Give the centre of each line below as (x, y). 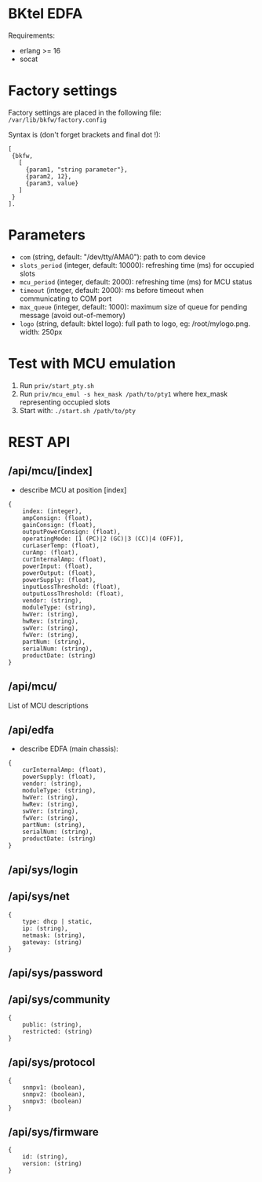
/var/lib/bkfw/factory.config (58, 120)
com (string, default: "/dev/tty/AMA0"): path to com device (113, 257)
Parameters (47, 235)
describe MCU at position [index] (73, 490)
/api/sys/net (39, 897)
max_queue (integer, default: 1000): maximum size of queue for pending (133, 306)
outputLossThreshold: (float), (73, 594)
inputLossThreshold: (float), (72, 587)
